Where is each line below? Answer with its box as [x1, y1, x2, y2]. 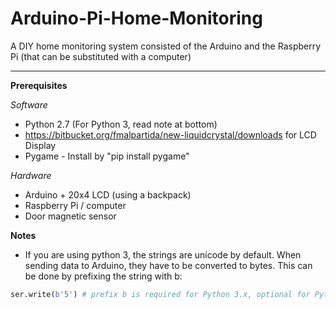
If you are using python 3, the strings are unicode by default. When [24, 248, 302, 261]
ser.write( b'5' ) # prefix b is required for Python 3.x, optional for [10, 289, 311, 299]
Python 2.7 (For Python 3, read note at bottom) [24, 118, 218, 130]
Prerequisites [10, 79, 68, 91]
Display [24, 139, 57, 151]
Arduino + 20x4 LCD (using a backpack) [24, 188, 192, 201]
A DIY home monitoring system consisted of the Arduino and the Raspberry [10, 40, 322, 52]
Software [10, 98, 48, 111]
